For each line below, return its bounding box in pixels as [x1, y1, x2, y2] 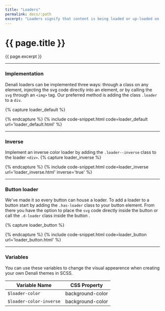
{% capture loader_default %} [5, 106, 66, 113]
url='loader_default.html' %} [5, 121, 62, 127]
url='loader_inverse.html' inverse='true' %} [5, 169, 92, 175]
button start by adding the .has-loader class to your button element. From [5, 202, 155, 208]
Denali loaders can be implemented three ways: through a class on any [5, 81, 149, 87]
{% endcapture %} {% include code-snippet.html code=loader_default [5, 116, 148, 122]
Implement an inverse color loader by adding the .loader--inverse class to [5, 149, 157, 155]
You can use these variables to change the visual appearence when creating [5, 265, 160, 271]
